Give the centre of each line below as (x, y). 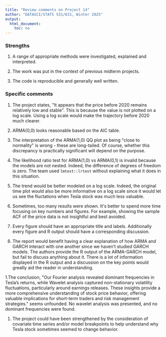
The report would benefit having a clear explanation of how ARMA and (84, 241)
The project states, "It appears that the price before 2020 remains (80, 105)
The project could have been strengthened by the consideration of (80, 319)
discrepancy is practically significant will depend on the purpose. (79, 150)
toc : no (22, 28)
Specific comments (29, 94)
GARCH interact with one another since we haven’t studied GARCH (81, 246)
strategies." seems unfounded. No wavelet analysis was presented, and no (81, 304)
